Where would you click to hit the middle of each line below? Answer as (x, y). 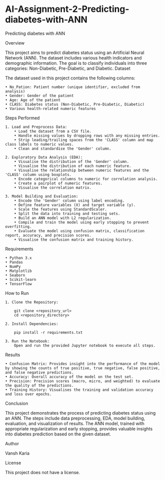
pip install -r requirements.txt (48, 332)
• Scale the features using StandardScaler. (61, 209)
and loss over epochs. (28, 394)
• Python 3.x (19, 258)
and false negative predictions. (40, 373)
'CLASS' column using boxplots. (38, 174)
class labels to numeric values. (40, 144)
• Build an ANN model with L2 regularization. (63, 218)
